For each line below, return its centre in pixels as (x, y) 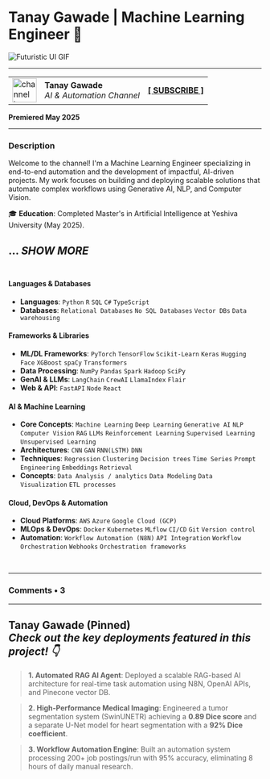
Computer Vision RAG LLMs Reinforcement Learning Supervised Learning (137, 434)
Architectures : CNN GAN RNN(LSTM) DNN (81, 450)
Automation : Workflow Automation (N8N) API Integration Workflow (131, 538)
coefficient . (48, 733)
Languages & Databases (50, 284)
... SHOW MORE (49, 250)
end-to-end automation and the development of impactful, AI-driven (121, 172)
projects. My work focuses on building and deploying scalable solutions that (134, 181)
